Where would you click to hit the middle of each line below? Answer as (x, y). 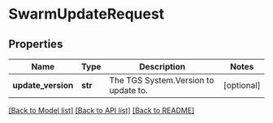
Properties (36, 44)
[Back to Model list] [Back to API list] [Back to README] (102, 110)
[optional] (242, 85)
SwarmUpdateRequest (87, 14)
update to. (129, 90)
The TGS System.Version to (162, 80)
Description (162, 67)
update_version (43, 85)
